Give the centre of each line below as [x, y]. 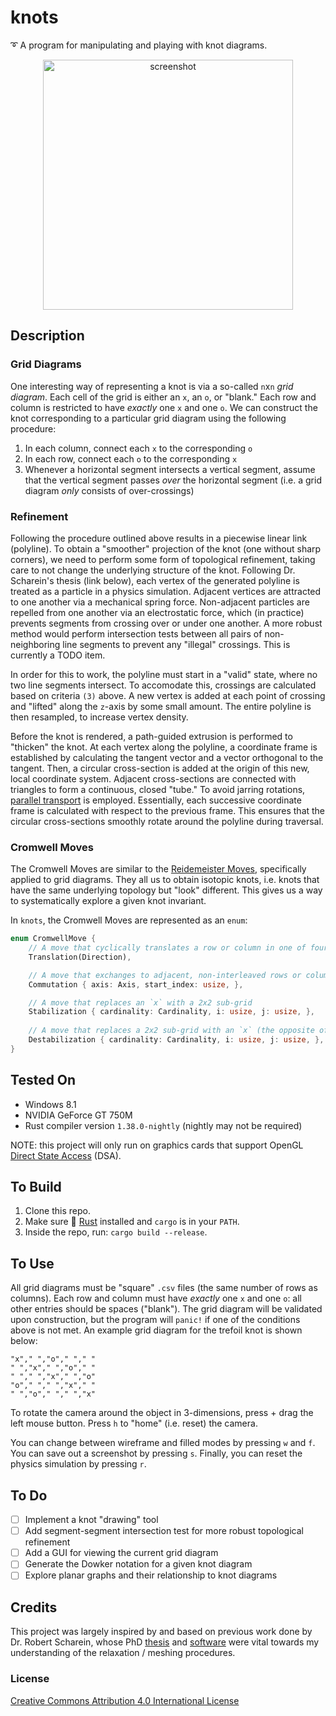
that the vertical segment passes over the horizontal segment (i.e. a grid [173, 480]
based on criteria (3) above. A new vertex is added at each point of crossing [168, 695]
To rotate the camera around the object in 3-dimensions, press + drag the [162, 1413]
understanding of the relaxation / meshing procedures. [123, 1653]
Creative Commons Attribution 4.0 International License [125, 1700]
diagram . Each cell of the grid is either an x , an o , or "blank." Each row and [163, 397]
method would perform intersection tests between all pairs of [136, 633]
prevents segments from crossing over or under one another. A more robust [166, 623]
